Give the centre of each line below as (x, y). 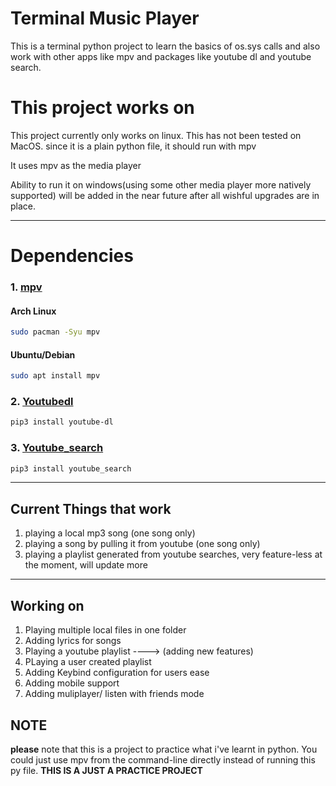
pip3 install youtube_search (71, 468)
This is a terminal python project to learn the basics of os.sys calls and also (165, 46)
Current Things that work (91, 508)
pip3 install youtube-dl (62, 422)
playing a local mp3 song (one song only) (110, 533)
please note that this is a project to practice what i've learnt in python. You (164, 749)
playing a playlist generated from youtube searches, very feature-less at (173, 554)
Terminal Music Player (105, 18)
